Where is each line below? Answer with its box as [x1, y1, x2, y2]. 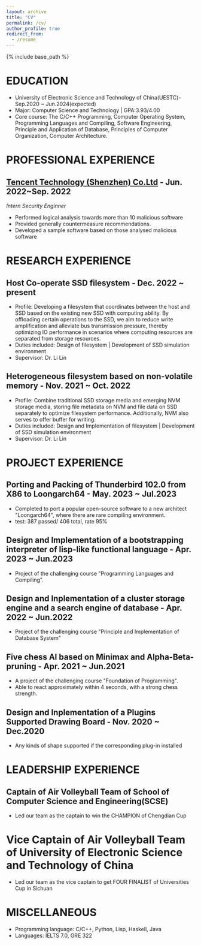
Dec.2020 [6, 726, 45, 736]
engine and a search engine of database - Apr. [6, 603, 182, 613]
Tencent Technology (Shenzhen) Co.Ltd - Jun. [6, 177, 182, 187]
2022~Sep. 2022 [6, 186, 71, 197]
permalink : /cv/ [6, 20, 47, 26]
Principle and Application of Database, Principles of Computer [14, 125, 169, 133]
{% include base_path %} [6, 53, 69, 60]
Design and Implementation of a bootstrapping [6, 535, 184, 546]
